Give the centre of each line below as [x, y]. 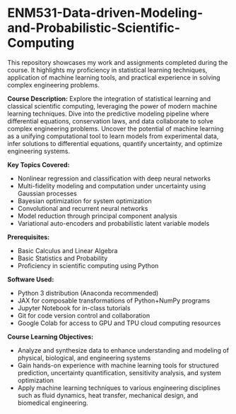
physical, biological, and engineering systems [84, 358]
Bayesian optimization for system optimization [84, 201]
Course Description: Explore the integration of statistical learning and [109, 98]
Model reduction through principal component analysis [98, 216]
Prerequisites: [29, 237]
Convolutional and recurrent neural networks [83, 208]
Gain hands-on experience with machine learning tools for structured [118, 365]
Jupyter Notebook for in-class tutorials [74, 308]
